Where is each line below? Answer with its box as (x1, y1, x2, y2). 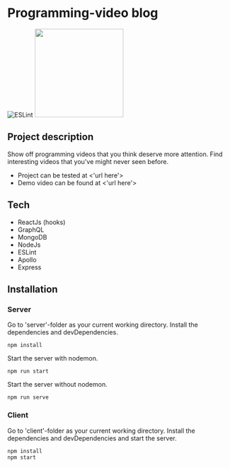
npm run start (7, 368, 50, 375)
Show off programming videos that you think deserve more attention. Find (7, 150, 223, 158)
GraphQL (17, 225, 45, 234)
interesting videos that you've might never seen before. (7, 157, 168, 165)
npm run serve (7, 394, 50, 401)
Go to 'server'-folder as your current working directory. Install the (7, 320, 198, 329)
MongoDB (17, 233, 47, 241)
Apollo (17, 255, 37, 264)
